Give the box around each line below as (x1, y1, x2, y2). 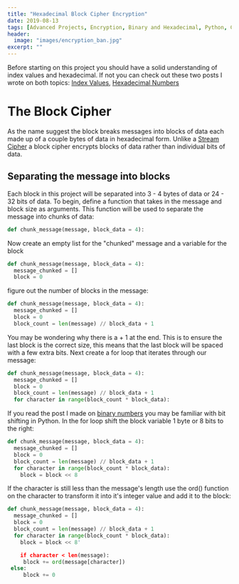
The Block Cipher (7, 104, 112, 120)
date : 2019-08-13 (7, 17, 59, 24)
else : (10, 565, 27, 572)
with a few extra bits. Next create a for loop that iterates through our (7, 348, 207, 357)
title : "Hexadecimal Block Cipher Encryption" (7, 10, 148, 18)
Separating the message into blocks (7, 171, 171, 183)
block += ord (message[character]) (23, 558, 126, 565)
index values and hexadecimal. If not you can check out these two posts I (7, 71, 223, 79)
